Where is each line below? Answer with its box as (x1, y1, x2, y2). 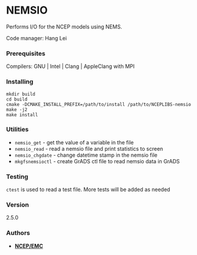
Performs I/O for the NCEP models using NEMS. (6, 23, 123, 30)
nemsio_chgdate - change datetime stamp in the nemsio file (14, 151, 157, 159)
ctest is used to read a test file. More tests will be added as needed (6, 186, 170, 193)
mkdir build (6, 91, 35, 97)
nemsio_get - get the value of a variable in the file (14, 138, 134, 146)
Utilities (6, 125, 29, 134)
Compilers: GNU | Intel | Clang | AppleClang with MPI (6, 63, 135, 70)
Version (6, 201, 29, 209)
